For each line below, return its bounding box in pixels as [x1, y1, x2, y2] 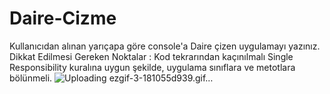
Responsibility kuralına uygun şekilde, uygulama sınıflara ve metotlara [9, 61, 296, 73]
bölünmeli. [9, 72, 53, 84]
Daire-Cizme [9, 7, 117, 30]
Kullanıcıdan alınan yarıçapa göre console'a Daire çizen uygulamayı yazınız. [9, 40, 321, 52]
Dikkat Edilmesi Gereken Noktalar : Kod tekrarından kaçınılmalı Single [9, 50, 294, 62]
